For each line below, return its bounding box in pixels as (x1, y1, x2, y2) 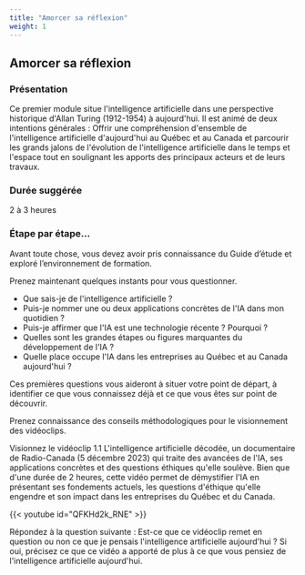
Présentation (9, 83, 68, 96)
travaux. (9, 161, 41, 173)
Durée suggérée (9, 184, 83, 197)
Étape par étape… (9, 227, 91, 240)
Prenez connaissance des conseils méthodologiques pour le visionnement (9, 415, 289, 426)
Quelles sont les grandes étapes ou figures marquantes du (22, 331, 243, 342)
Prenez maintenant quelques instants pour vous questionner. (9, 275, 238, 287)
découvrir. (9, 398, 48, 409)
